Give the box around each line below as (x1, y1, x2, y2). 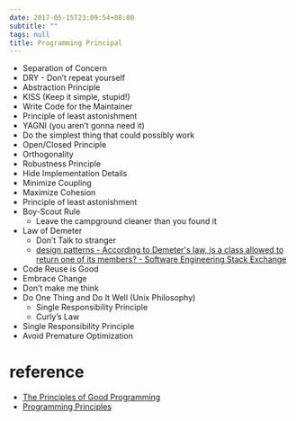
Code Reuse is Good (22, 264, 99, 274)
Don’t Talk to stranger (35, 235, 117, 246)
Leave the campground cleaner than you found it (35, 216, 218, 227)
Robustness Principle (22, 158, 102, 169)
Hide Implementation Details (22, 168, 128, 179)
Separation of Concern (22, 63, 108, 74)
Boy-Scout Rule (22, 206, 81, 217)
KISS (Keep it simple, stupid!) (22, 92, 130, 103)
